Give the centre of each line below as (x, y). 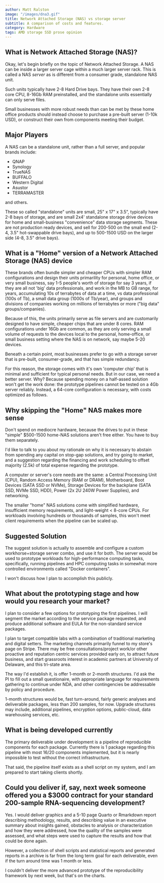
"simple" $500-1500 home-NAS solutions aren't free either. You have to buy (82, 435)
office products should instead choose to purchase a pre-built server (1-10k (81, 114)
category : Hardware (25, 28)
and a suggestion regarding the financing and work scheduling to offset (77, 460)
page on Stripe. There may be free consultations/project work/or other (76, 649)
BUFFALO (22, 177)
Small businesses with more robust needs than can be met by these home (80, 109)
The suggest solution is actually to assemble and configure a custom (74, 548)
